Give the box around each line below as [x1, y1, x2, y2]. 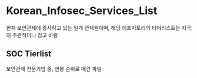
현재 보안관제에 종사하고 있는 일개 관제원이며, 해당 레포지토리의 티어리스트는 [6, 24, 181, 31]
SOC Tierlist [6, 49, 52, 59]
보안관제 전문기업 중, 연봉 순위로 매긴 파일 [6, 65, 102, 72]
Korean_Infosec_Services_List [6, 4, 158, 18]
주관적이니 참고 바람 [12, 31, 58, 39]
